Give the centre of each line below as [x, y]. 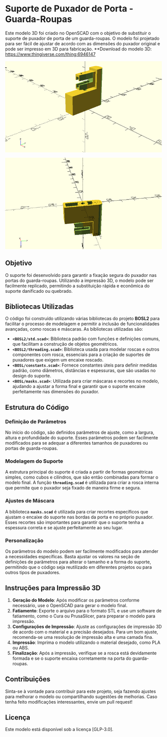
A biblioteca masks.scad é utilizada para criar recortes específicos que [77, 511]
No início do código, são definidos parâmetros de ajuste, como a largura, [80, 432]
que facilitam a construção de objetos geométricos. [65, 344]
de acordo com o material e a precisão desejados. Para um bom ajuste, [85, 632]
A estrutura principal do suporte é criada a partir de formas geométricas [79, 472]
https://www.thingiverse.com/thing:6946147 [50, 54]
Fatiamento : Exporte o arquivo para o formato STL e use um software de [87, 611]
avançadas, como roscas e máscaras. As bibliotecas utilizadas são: [74, 329]
